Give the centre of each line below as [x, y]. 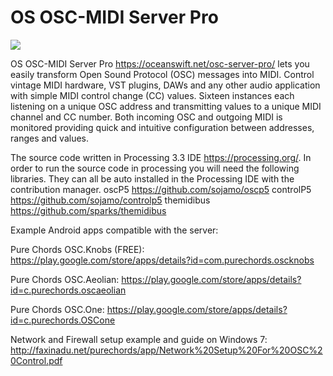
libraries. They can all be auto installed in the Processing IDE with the [152, 178]
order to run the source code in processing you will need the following [155, 168]
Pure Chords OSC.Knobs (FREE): [77, 249]
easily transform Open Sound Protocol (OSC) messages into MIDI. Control [162, 74]
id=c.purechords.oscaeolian [68, 290]
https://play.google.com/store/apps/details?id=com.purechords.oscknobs [162, 260]
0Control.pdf [36, 360]
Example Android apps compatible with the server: [114, 230]
